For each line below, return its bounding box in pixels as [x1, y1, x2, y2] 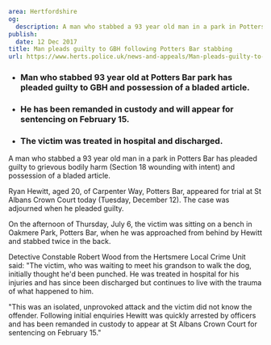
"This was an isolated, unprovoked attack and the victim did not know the [8, 302, 252, 312]
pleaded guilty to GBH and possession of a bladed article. [19, 82, 250, 93]
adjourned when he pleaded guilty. [8, 204, 124, 213]
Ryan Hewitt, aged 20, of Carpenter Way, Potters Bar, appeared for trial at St [8, 187, 262, 196]
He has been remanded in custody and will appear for [19, 103, 234, 115]
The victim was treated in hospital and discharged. [19, 135, 223, 146]
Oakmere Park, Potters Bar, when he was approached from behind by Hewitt [8, 228, 263, 238]
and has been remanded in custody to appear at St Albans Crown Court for [8, 319, 258, 329]
